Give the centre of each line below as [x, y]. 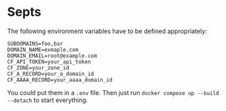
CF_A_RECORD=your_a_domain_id [51, 74]
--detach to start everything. [48, 100]
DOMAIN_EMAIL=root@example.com [52, 56]
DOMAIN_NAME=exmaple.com [43, 50]
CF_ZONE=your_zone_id [38, 68]
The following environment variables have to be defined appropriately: [107, 31]
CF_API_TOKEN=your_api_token [49, 62]
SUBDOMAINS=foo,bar [35, 43]
